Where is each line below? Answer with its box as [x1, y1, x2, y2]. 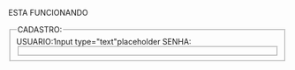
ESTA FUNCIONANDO [8, 8, 89, 17]
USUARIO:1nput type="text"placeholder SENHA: [16, 36, 192, 46]
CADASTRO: [17, 24, 63, 34]
